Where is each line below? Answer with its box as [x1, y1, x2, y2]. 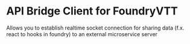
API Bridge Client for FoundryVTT [6, 4, 178, 18]
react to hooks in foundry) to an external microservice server [6, 30, 158, 37]
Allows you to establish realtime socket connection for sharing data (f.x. [6, 24, 185, 31]
